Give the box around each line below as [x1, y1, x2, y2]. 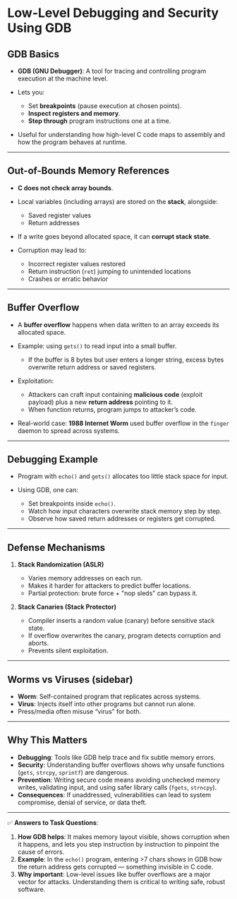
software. [17, 885, 46, 893]
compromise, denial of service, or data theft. [17, 798, 147, 806]
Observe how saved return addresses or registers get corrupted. [28, 514, 217, 523]
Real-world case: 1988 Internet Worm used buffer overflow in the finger [17, 419, 229, 427]
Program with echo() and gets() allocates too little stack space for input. [17, 472, 229, 481]
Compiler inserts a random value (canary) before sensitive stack [28, 617, 215, 625]
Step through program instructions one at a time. [28, 117, 171, 125]
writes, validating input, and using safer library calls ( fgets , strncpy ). [17, 782, 217, 792]
